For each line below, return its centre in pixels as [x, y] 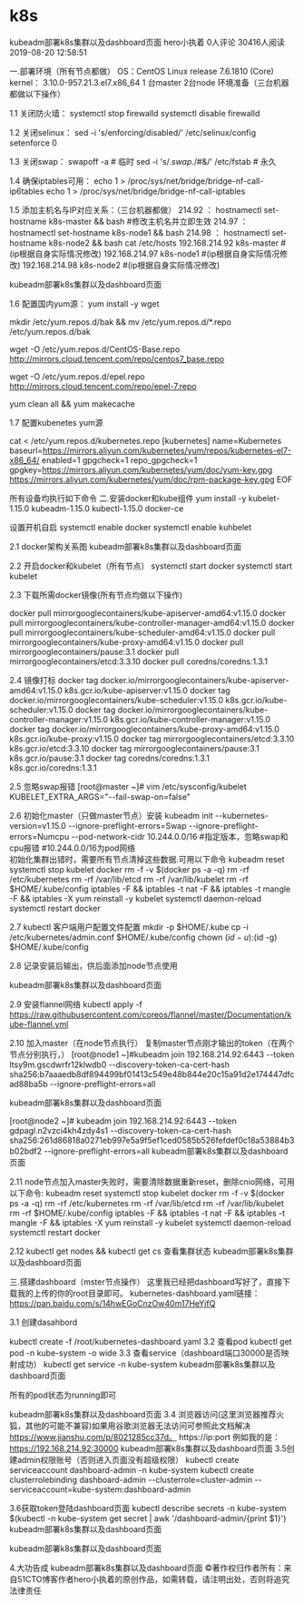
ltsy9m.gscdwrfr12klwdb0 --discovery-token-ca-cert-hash [119, 1064]
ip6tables [27, 191]
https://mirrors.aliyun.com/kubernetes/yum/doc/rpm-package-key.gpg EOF [151, 479]
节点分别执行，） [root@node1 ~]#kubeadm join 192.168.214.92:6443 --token [152, 1054]
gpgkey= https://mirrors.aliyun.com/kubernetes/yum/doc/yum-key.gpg [141, 469]
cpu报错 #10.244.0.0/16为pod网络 [73, 848]
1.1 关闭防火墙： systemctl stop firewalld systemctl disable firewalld [135, 113]
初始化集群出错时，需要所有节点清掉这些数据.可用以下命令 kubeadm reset [147, 859]
